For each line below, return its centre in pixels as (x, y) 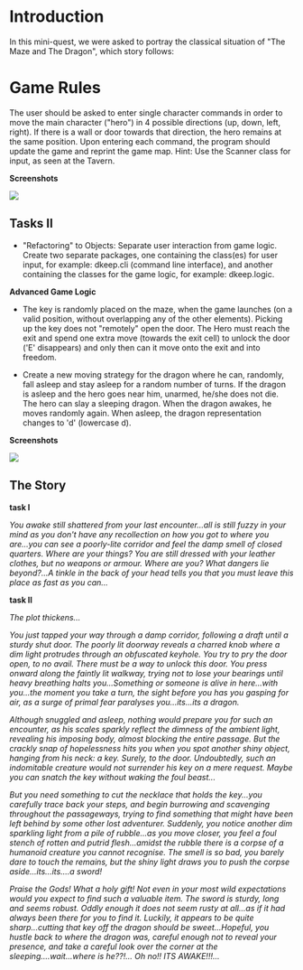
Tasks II (32, 224)
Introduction (57, 17)
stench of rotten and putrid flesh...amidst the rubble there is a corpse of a (147, 843)
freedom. (39, 357)
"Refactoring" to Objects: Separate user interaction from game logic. (150, 245)
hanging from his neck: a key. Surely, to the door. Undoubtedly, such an (143, 758)
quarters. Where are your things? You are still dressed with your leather (142, 554)
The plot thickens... (45, 617)
